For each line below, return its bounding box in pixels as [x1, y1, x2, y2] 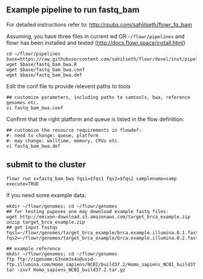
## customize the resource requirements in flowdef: [6, 127, 142, 133]
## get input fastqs [6, 224, 59, 231]
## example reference [6, 245, 61, 252]
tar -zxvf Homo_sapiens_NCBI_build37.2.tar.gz [6, 266, 126, 273]
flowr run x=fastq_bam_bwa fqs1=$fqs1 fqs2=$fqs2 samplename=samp [6, 176, 177, 182]
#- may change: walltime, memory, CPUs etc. [6, 137, 120, 144]
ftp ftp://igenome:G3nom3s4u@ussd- [6, 256, 96, 262]
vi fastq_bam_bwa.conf [6, 105, 63, 111]
